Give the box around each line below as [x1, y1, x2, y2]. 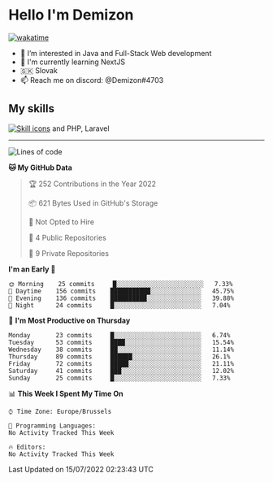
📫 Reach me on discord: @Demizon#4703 [19, 75, 164, 85]
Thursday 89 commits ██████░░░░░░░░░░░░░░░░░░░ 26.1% [8, 352, 231, 361]
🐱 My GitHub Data [8, 163, 73, 172]
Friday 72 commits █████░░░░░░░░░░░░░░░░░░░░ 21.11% [8, 359, 234, 367]
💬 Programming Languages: [8, 421, 96, 430]
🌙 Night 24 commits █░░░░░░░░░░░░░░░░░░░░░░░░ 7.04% [8, 301, 231, 310]
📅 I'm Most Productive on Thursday [8, 315, 131, 325]
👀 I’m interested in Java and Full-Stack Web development [19, 48, 212, 58]
